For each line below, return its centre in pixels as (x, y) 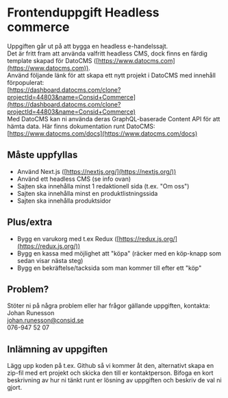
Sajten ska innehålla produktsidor (64, 201)
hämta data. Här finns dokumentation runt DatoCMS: (81, 126)
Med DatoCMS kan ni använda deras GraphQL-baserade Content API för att (114, 119)
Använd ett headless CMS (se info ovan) (74, 179)
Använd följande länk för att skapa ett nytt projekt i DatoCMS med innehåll (111, 75)
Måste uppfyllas (42, 155)
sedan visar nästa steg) (50, 260)
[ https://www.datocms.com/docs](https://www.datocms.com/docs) (102, 133)
